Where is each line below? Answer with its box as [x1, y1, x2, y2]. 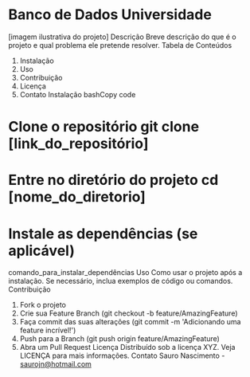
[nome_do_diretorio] [8, 188, 146, 206]
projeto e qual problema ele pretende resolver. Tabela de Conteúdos [8, 40, 232, 49]
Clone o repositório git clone [8, 118, 200, 136]
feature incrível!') [19, 325, 76, 336]
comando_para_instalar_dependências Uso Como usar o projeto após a [8, 268, 243, 277]
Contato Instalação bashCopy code [19, 89, 136, 99]
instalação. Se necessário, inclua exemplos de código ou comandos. [8, 277, 233, 286]
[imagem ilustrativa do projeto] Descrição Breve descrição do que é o [8, 32, 236, 41]
